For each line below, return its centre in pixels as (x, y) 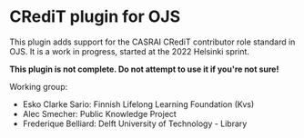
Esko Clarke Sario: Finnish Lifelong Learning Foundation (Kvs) (138, 104)
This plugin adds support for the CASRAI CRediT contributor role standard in (152, 42)
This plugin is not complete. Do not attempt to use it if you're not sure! (144, 69)
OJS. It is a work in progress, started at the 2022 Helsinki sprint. (130, 51)
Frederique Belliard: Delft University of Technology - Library (135, 123)
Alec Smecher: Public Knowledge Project (100, 113)
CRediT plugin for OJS (95, 17)
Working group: (39, 86)
